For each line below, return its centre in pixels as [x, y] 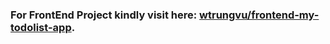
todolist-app [41, 27]
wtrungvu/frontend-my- [259, 15]
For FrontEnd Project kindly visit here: [104, 15]
